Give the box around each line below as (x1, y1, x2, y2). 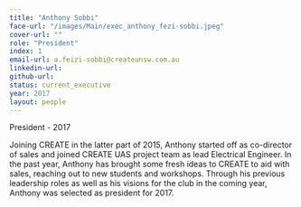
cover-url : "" (9, 30, 63, 39)
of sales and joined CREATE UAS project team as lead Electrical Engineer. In (9, 149, 292, 160)
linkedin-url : (9, 64, 63, 73)
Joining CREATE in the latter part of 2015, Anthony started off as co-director (9, 139, 293, 150)
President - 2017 (9, 122, 71, 133)
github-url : (9, 72, 54, 81)
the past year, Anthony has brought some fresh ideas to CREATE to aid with (9, 159, 290, 170)
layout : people (9, 97, 67, 107)
